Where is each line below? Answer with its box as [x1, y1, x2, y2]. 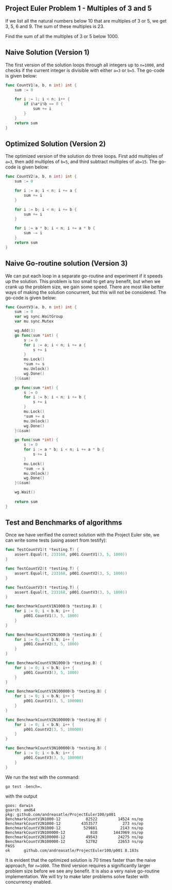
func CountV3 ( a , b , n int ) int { [5, 304, 77, 310]
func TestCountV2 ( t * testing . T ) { [5, 566, 80, 571]
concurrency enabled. [5, 879, 52, 885]
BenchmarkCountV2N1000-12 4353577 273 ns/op [5, 821, 144, 826]
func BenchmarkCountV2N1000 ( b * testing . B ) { [5, 632, 102, 637]
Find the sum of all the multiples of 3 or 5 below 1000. [5, 33, 119, 39]
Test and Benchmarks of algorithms [5, 518, 122, 527]
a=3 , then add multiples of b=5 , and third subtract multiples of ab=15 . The [5, 159, 158, 165]
